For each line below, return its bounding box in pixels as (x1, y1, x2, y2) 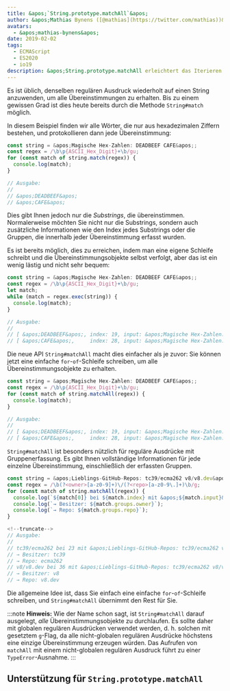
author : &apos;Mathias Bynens (7, 16, 94, 23)
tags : (7, 42, 23, 49)
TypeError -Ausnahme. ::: (7, 653, 77, 662)
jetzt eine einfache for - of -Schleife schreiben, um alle (7, 357, 158, 365)
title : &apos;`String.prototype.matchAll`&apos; (7, 10, 149, 17)
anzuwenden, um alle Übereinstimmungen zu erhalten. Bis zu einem (7, 93, 199, 101)
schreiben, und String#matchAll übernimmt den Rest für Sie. (7, 596, 178, 604)
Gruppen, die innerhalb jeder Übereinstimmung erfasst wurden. (7, 233, 186, 241)
